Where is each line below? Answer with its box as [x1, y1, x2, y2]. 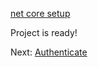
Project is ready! [10, 27, 78, 38]
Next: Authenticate [10, 46, 88, 58]
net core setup [10, 8, 71, 19]
